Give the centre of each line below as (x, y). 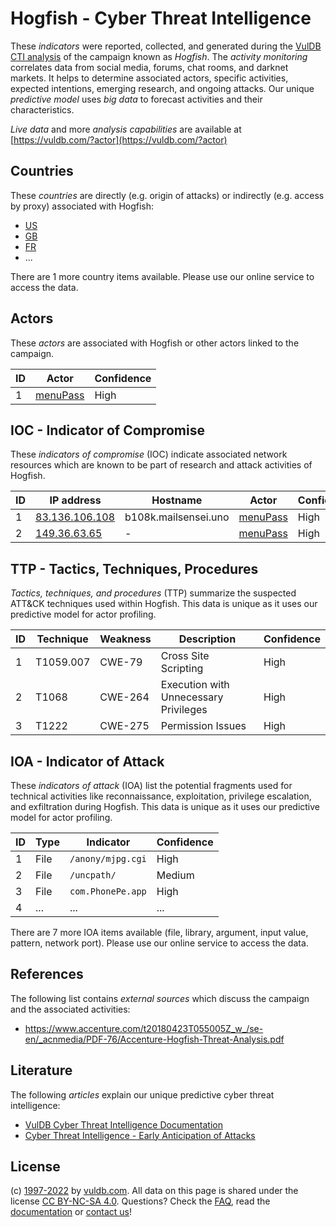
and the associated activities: (70, 1009)
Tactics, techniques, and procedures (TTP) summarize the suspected (153, 593)
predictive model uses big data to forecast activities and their (136, 99)
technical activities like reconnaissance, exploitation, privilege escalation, (161, 796)
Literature (41, 1070)
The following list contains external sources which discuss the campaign (160, 998)
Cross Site (185, 656)
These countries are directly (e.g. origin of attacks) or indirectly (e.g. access (167, 195)
